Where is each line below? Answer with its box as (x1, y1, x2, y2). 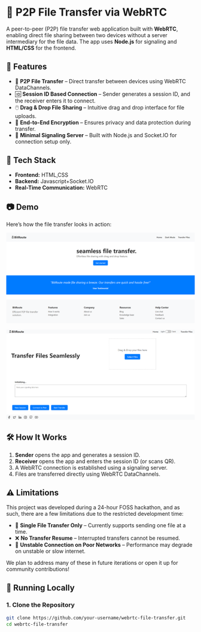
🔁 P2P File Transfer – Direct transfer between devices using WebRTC (14, 77, 187, 84)
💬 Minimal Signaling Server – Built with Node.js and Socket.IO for (14, 131, 177, 138)
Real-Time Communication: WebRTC (14, 184, 108, 191)
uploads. (14, 112, 37, 119)
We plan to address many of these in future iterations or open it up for (6, 559, 178, 566)
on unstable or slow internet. (14, 548, 86, 555)
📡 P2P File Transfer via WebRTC (6, 5, 167, 19)
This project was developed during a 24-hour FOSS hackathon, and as (6, 503, 181, 511)
